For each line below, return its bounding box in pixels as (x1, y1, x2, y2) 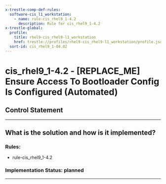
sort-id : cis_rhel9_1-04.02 (9, 44, 68, 49)
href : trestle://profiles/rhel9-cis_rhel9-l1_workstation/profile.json (14, 40, 165, 45)
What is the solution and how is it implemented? (5, 129, 156, 137)
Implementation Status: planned (5, 167, 84, 174)
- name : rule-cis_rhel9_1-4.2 (14, 16, 77, 21)
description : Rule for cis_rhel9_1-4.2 (18, 21, 100, 26)
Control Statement (5, 106, 63, 114)
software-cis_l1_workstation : (9, 12, 72, 17)
